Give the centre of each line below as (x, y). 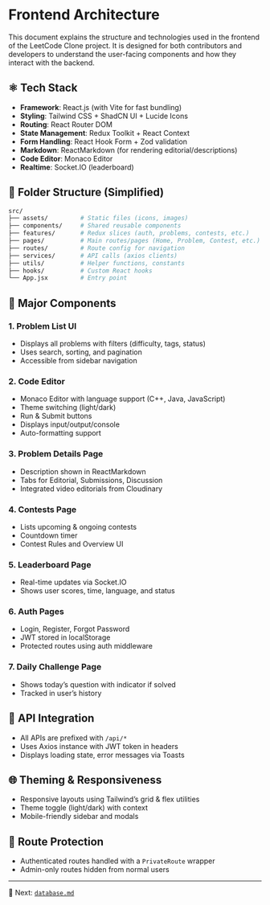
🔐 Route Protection (56, 842)
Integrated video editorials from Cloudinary (91, 489)
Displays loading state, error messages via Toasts (102, 755)
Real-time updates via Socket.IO (73, 582)
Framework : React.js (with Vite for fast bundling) (101, 107)
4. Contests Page (43, 510)
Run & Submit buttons (56, 416)
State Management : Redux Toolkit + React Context (105, 133)
